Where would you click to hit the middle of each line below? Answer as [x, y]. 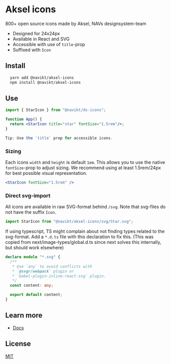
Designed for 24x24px [36, 33]
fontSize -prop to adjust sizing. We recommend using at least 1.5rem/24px [83, 168]
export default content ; [36, 295]
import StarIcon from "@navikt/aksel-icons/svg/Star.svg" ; [69, 222]
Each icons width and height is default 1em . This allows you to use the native [85, 162]
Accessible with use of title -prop [49, 44]
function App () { [24, 119]
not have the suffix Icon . [31, 212]
